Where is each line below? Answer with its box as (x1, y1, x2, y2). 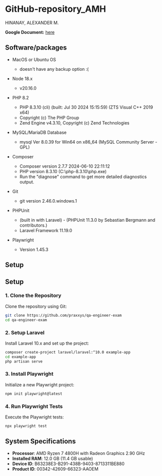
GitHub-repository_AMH (5, 3, 107, 15)
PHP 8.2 (12, 94, 29, 100)
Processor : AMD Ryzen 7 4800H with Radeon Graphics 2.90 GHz (12, 450, 145, 456)
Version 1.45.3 (19, 246, 49, 252)
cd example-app (5, 354, 36, 359)
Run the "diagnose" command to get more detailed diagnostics (19, 174, 147, 179)
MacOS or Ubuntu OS (12, 57, 56, 62)
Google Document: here (5, 29, 55, 35)
